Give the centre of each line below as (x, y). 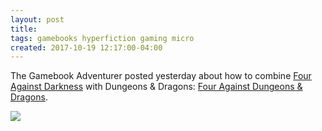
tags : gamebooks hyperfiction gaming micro (102, 38)
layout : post (37, 19)
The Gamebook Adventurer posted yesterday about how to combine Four (161, 76)
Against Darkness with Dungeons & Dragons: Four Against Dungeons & (156, 87)
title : (24, 29)
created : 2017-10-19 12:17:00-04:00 (86, 47)
